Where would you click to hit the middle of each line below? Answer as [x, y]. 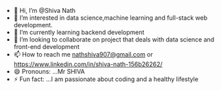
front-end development [47, 47]
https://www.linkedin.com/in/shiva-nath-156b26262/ [88, 64]
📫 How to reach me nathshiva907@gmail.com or [83, 54]
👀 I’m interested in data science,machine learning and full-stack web [110, 18]
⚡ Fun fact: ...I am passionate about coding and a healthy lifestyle [106, 79]
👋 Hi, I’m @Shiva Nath [45, 11]
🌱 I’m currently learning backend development [79, 32]
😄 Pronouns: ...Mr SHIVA [49, 71]
